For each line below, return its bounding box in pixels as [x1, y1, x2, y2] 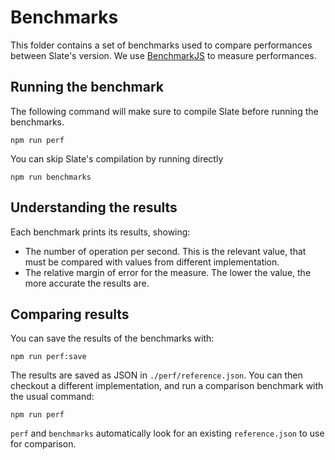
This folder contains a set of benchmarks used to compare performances [10, 39, 313, 51]
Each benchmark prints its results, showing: [10, 226, 191, 238]
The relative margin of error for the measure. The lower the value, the [24, 266, 312, 278]
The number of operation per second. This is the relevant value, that [24, 245, 307, 257]
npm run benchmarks [10, 172, 92, 182]
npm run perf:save [10, 352, 87, 362]
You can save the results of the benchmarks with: [10, 332, 215, 345]
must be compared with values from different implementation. [24, 256, 280, 268]
